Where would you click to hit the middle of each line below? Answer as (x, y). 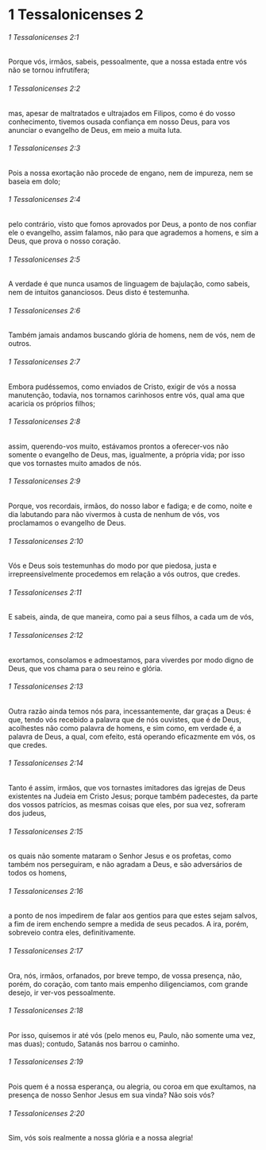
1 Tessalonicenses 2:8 (44, 422)
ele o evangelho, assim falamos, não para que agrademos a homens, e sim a (133, 233)
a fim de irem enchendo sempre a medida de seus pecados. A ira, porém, (128, 924)
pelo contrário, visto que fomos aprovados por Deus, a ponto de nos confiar (132, 224)
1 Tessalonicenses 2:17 (46, 951)
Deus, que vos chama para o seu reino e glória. (85, 668)
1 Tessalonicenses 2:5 (44, 259)
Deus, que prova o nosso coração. (65, 241)
